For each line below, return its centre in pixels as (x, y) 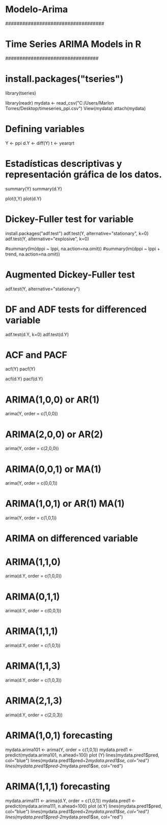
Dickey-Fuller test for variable (69, 219)
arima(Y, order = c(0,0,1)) (31, 483)
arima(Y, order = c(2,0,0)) (32, 448)
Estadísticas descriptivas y (64, 164)
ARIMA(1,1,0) (33, 562)
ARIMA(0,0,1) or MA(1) (53, 469)
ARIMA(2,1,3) (34, 701)
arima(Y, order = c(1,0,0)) (32, 414)
